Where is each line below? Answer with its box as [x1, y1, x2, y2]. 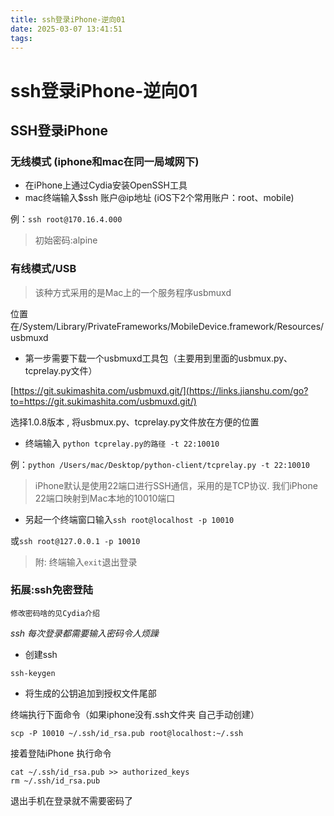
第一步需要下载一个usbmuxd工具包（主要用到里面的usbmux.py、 [24, 352, 293, 364]
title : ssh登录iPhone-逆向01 [10, 14, 126, 25]
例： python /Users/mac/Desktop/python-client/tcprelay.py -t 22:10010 [10, 458, 311, 470]
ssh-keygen [10, 668, 56, 678]
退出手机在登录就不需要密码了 [10, 794, 133, 806]
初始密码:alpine [34, 234, 98, 246]
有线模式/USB [10, 262, 77, 276]
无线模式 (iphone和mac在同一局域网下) [10, 154, 200, 168]
